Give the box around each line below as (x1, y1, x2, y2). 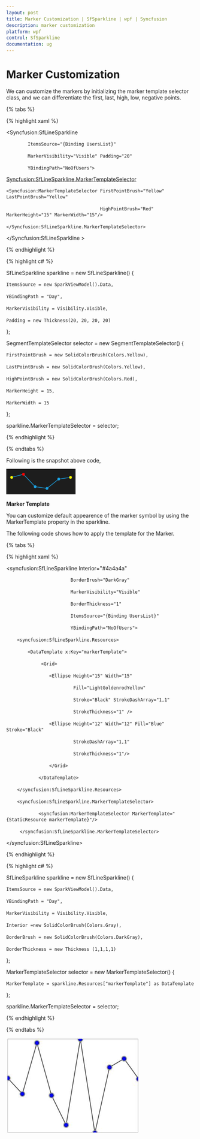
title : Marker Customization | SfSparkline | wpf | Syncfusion (6, 16, 168, 22)
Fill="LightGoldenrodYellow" (72, 685, 146, 691)
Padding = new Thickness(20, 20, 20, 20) (6, 318, 111, 324)
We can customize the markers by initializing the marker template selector (6, 87, 189, 95)
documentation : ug (6, 41, 52, 47)
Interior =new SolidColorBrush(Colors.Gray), (6, 922, 122, 928)
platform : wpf (6, 29, 42, 35)
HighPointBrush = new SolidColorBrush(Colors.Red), (6, 376, 138, 382)
